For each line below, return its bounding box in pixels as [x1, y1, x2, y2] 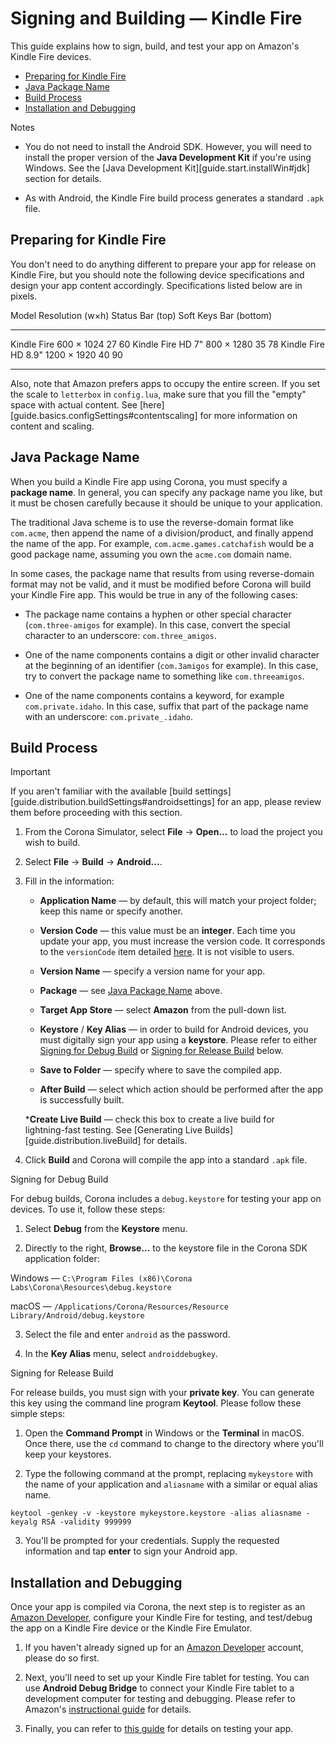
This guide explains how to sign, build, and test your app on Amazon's [10, 40, 300, 52]
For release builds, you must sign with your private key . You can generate [10, 1387, 315, 1399]
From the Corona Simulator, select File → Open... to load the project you [24, 826, 323, 838]
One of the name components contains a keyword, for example [24, 689, 285, 701]
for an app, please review [216, 796, 322, 808]
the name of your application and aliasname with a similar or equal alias [24, 1478, 318, 1491]
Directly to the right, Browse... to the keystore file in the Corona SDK [24, 1242, 308, 1254]
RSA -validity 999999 [41, 1517, 132, 1527]
